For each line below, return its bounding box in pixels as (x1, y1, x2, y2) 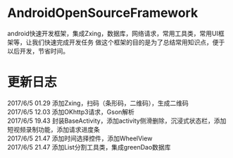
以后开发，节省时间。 (7, 47, 69, 55)
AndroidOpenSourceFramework (7, 5, 199, 21)
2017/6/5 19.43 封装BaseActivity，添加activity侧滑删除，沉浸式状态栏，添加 (7, 116, 227, 125)
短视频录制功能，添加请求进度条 (7, 125, 100, 133)
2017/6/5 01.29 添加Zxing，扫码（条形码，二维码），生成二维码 (7, 99, 189, 107)
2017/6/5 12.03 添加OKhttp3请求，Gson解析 (7, 107, 135, 116)
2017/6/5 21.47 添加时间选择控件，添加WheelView (7, 134, 153, 142)
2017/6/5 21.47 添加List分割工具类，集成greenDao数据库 (7, 142, 171, 151)
